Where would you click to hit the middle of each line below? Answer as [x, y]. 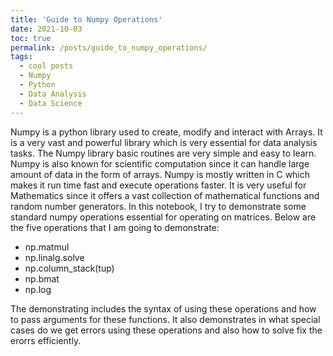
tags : [21, 57]
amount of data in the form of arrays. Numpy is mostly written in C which [160, 174]
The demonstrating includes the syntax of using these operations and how [163, 308]
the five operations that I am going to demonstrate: [115, 227]
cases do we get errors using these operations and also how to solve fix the [166, 330]
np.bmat [42, 278]
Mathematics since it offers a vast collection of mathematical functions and [165, 195]
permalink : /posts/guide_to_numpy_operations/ [109, 47]
